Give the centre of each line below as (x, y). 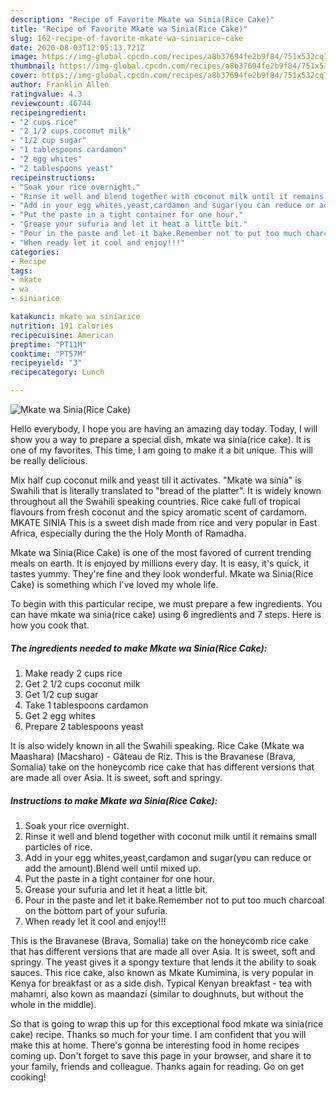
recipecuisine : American (62, 335)
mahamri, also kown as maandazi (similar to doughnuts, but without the (157, 993)
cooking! (28, 1077)
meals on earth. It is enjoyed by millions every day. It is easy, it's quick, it (160, 563)
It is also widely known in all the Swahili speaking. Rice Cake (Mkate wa (157, 745)
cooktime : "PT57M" (48, 354)
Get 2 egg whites (60, 715)
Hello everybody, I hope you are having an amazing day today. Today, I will (164, 429)
